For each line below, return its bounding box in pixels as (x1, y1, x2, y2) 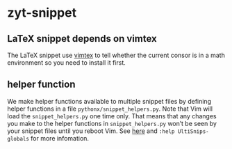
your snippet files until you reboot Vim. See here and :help (7, 127, 175, 135)
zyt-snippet (7, 5, 77, 21)
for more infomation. (31, 134, 89, 142)
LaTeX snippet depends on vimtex (7, 33, 158, 45)
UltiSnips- (177, 127, 210, 135)
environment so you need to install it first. (7, 58, 126, 67)
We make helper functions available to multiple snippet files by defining (7, 97, 212, 105)
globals (7, 135, 30, 142)
